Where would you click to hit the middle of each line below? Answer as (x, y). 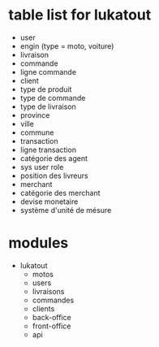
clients (43, 308)
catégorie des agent (54, 158)
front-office (52, 326)
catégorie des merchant (60, 193)
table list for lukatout (80, 15)
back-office (52, 317)
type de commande (53, 98)
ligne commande (48, 72)
